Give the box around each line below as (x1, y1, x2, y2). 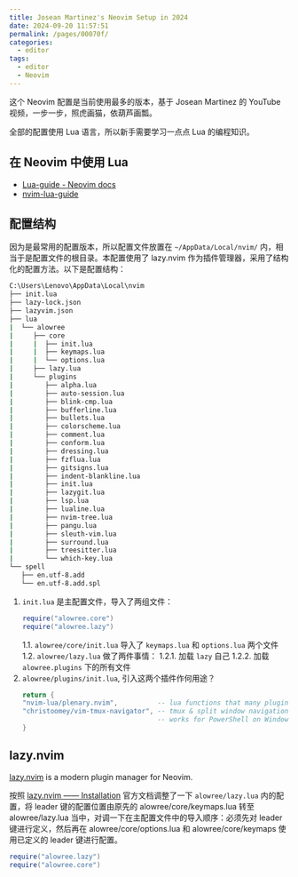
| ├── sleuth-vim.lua (9, 530, 117, 538)
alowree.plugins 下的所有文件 (21, 661, 131, 672)
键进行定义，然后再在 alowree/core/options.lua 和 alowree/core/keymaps (9, 823, 277, 833)
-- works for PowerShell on (157, 715, 262, 724)
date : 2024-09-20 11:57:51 (9, 21, 109, 30)
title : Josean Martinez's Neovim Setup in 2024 (9, 12, 189, 22)
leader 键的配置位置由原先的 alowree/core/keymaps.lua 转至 (34, 801, 255, 811)
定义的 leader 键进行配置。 (24, 834, 122, 845)
